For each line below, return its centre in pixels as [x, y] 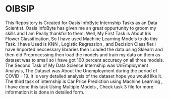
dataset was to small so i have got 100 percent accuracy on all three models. [85, 60]
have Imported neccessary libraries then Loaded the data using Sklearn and [84, 49]
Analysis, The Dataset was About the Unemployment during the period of [81, 70]
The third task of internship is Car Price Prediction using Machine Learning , [84, 81]
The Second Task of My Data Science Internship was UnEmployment [77, 65]
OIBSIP [20, 9]
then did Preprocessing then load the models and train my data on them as [83, 55]
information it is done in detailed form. [45, 92]
